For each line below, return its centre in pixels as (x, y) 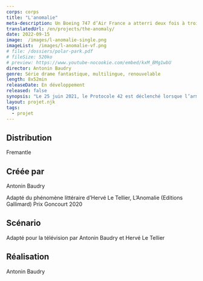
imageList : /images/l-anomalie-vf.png (56, 46)
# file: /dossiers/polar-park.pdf (50, 51)
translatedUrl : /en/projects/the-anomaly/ (60, 29)
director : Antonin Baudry (39, 68)
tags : (13, 107)
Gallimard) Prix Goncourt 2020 (44, 204)
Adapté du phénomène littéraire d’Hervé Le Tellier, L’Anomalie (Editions (95, 198)
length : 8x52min (27, 79)
